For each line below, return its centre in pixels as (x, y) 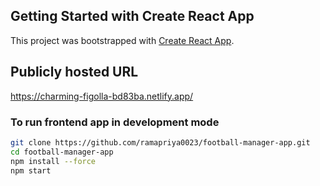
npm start (31, 170)
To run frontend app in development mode (115, 122)
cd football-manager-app (62, 152)
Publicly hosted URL (74, 72)
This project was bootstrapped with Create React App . (122, 40)
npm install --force (53, 161)
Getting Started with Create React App (132, 16)
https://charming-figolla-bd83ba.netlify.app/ (102, 96)
